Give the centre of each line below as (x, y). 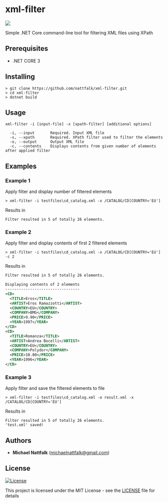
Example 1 (18, 180)
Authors (18, 440)
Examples (21, 166)
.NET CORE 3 (26, 61)
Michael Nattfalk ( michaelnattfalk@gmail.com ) (61, 452)
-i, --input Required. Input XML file (57, 133)
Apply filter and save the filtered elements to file (55, 388)
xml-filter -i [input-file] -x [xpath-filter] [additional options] (78, 124)
